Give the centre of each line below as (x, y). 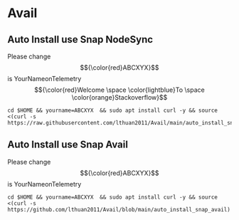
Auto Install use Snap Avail (68, 145)
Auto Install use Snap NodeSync (80, 40)
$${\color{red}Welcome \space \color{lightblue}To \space (119, 90)
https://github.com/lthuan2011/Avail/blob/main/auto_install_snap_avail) (119, 209)
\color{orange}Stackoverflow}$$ (119, 97)
